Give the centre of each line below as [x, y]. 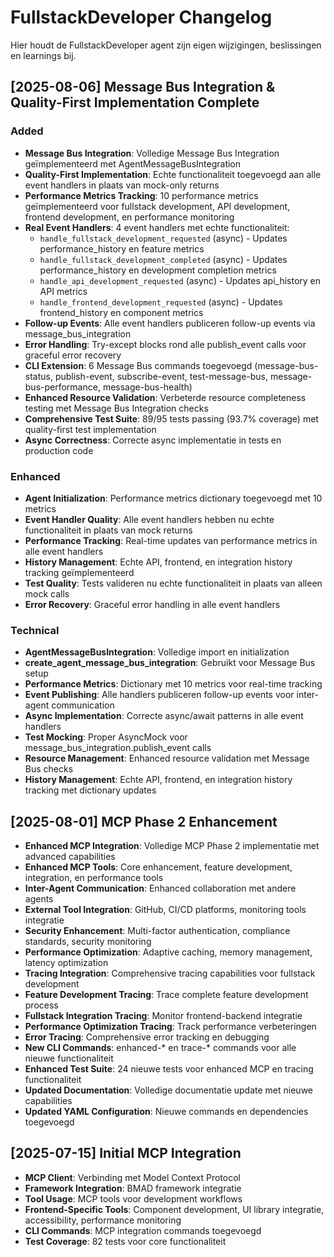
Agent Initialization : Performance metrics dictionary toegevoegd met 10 [173, 498]
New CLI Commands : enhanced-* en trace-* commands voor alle [160, 1048]
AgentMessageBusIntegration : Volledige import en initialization [157, 652]
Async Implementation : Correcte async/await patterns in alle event [164, 716]
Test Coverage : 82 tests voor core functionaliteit [125, 1241]
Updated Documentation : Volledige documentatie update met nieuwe [168, 1090]
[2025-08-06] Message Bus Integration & [143, 87]
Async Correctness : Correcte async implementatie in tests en [153, 440]
